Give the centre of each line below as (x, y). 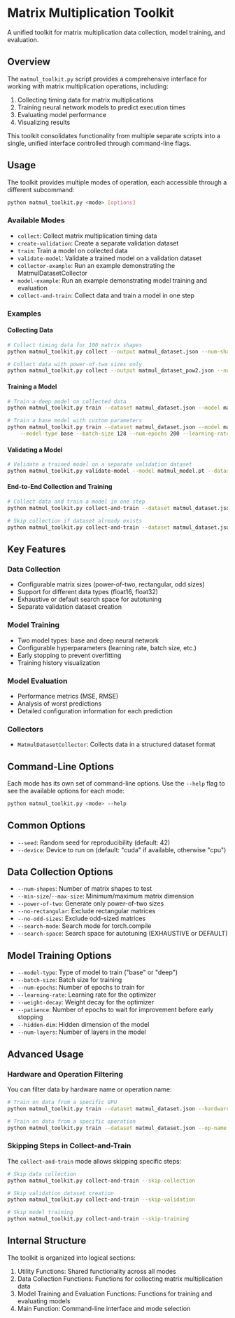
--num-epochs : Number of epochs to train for (81, 988)
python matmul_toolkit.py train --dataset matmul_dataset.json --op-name (117, 1128)
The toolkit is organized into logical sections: (72, 1258)
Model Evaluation (37, 680)
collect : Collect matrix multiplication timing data (87, 236)
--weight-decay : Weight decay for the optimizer (86, 1002)
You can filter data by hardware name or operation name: (90, 1089)
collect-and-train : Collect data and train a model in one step (106, 295)
